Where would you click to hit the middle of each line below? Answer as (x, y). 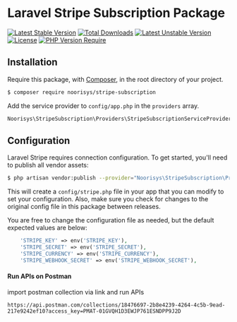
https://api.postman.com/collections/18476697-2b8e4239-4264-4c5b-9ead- (116, 305)
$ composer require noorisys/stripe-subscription (82, 92)
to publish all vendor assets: (48, 165)
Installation (32, 62)
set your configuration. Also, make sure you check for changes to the (108, 199)
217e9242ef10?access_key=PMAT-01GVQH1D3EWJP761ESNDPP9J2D (94, 311)
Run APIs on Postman (39, 276)
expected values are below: (47, 228)
